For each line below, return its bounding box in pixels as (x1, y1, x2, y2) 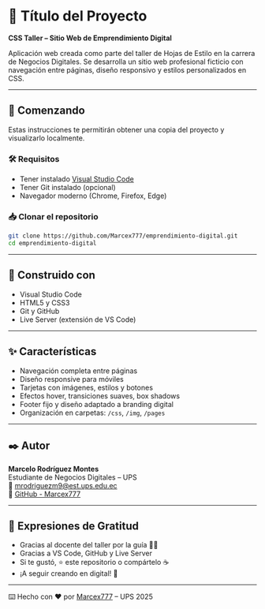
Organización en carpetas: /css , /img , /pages (19, 408, 166, 417)
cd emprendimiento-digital (8, 240, 97, 248)
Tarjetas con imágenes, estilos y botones (19, 383, 154, 392)
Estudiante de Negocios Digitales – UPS (8, 473, 137, 482)
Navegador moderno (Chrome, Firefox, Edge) (19, 191, 167, 200)
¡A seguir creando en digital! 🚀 (19, 569, 118, 578)
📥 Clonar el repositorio (8, 211, 99, 222)
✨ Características (8, 345, 97, 358)
